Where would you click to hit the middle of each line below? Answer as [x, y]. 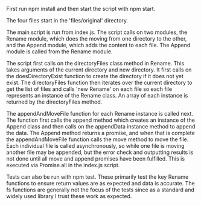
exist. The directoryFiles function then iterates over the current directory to [99, 82]
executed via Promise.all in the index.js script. [63, 165]
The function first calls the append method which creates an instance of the [101, 120]
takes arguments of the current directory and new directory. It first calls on [99, 70]
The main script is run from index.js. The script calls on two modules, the [97, 32]
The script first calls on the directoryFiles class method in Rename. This [95, 63]
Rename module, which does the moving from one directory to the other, [97, 38]
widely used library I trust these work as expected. [69, 196]
